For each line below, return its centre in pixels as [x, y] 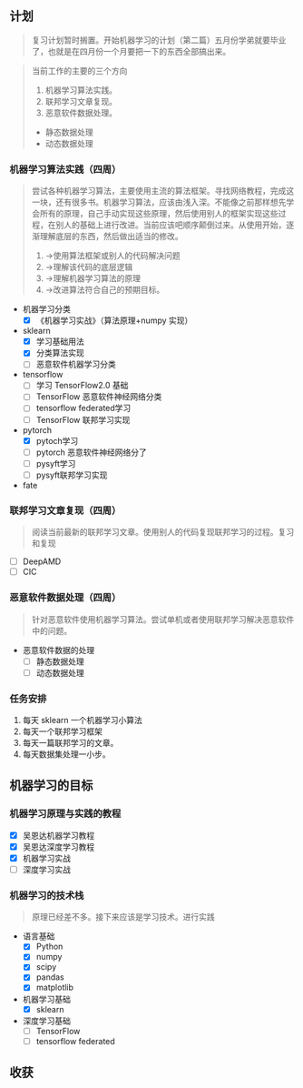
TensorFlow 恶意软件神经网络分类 [99, 397]
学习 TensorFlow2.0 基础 [82, 386]
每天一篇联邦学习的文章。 [70, 743]
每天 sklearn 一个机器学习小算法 [83, 720]
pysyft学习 [56, 463]
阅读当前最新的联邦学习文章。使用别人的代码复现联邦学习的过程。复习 [163, 532]
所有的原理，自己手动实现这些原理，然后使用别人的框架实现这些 [159, 214]
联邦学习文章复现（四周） [65, 510]
